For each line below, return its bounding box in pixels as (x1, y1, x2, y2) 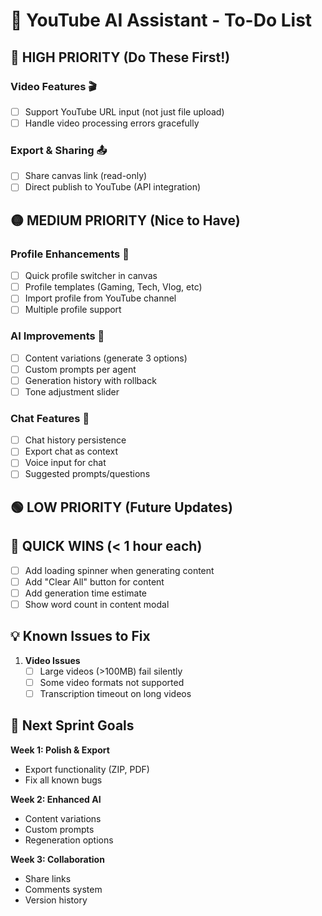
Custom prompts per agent (24, 363, 137, 375)
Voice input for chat (24, 457, 107, 469)
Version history (24, 894, 88, 906)
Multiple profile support (24, 304, 122, 316)
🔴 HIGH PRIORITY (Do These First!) (10, 49, 231, 66)
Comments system (24, 883, 103, 895)
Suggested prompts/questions (24, 468, 151, 480)
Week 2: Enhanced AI (10, 793, 102, 805)
